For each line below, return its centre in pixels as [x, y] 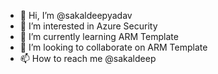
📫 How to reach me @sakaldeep [88, 58]
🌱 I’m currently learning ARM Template [99, 36]
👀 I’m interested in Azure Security [88, 26]
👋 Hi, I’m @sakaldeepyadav [76, 15]
